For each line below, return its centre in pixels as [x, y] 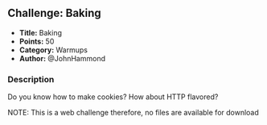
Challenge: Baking [54, 13]
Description [31, 79]
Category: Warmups [53, 50]
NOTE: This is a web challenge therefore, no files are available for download [133, 113]
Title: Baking [40, 32]
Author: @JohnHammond [62, 58]
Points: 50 [37, 41]
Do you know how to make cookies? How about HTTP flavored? [113, 97]
